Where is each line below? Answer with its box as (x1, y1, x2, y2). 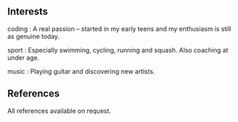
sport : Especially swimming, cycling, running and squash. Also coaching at (7, 45, 229, 54)
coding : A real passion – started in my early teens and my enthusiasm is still (7, 24, 232, 33)
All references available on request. (7, 106, 112, 115)
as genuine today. (7, 32, 60, 40)
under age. (7, 53, 40, 62)
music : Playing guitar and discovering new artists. (7, 67, 155, 75)
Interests (7, 6, 48, 18)
